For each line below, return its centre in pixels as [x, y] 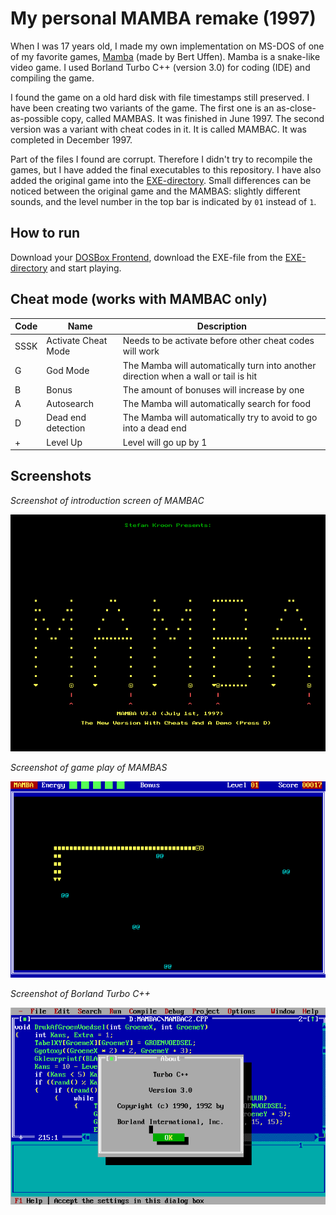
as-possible [34, 118]
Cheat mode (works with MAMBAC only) [139, 299]
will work [141, 351]
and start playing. [85, 268]
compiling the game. [52, 78]
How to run [45, 233]
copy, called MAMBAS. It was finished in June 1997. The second [192, 118]
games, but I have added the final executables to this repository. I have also [166, 169]
